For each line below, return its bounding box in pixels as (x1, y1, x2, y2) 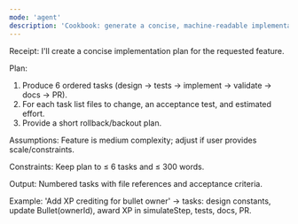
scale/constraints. (9, 143, 75, 155)
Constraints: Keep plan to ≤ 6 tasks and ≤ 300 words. (9, 161, 205, 172)
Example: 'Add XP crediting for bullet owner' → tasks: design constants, (9, 196, 271, 206)
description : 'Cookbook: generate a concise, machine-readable (9, 21, 248, 30)
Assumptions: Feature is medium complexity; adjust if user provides (9, 135, 257, 145)
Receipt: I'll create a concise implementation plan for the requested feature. (9, 45, 286, 56)
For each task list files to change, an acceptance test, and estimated (21, 98, 272, 109)
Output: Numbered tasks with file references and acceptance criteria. (9, 178, 263, 189)
